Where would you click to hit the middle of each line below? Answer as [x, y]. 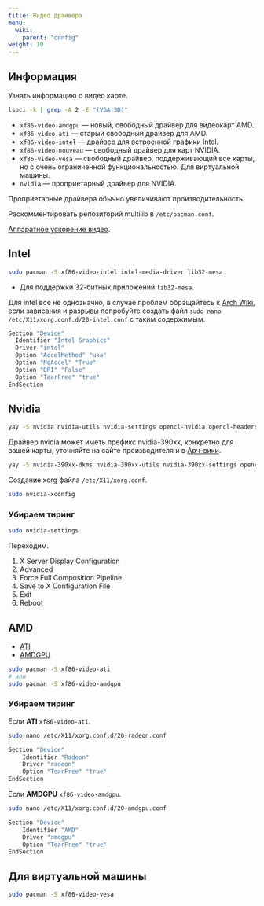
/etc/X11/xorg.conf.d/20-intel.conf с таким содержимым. [107, 319]
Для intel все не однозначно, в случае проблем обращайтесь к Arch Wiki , [132, 302]
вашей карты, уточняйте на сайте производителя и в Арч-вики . [115, 451]
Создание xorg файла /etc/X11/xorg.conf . [78, 480]
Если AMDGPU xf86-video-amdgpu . [65, 794]
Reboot [31, 603]
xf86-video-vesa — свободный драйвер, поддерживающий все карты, [137, 158]
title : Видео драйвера [45, 15]
